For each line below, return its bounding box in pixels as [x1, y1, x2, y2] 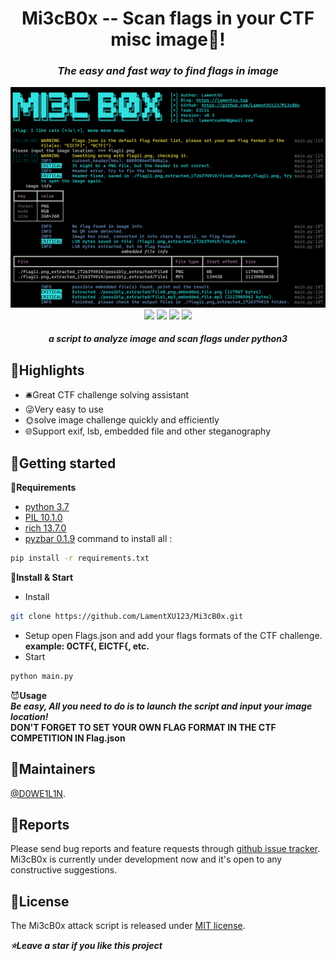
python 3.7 [24, 501, 70, 513]
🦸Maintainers [10, 761, 96, 778]
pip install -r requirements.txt [10, 553, 150, 564]
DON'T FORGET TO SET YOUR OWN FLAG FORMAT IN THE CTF [10, 721, 277, 733]
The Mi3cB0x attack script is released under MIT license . [10, 920, 246, 932]
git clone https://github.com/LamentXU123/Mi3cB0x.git [10, 611, 244, 621]
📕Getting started [10, 455, 117, 472]
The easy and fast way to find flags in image [57, 64, 279, 78]
